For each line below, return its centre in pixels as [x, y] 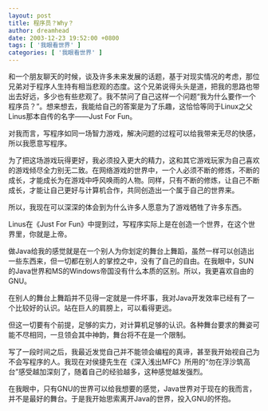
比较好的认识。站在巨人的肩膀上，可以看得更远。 [95, 308]
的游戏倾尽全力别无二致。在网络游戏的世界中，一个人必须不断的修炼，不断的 [134, 170]
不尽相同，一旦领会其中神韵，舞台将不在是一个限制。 [102, 335]
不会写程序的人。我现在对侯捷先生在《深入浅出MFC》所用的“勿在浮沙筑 [126, 362]
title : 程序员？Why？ [41, 23]
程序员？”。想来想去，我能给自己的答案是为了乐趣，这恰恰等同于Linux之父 [130, 106]
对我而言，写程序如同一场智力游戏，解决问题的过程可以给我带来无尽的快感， [134, 133]
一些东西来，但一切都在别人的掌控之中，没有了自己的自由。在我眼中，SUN [131, 261]
